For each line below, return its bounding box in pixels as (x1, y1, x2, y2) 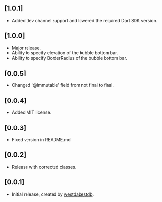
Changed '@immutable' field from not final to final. (11, 82, 114, 88)
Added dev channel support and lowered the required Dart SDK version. (11, 17, 158, 23)
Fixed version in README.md (11, 137, 71, 143)
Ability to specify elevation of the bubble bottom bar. (11, 50, 118, 56)
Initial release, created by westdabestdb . (11, 191, 94, 197)
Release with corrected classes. (11, 164, 77, 170)
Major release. (11, 45, 41, 50)
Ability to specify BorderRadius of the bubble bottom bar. (11, 55, 127, 61)
